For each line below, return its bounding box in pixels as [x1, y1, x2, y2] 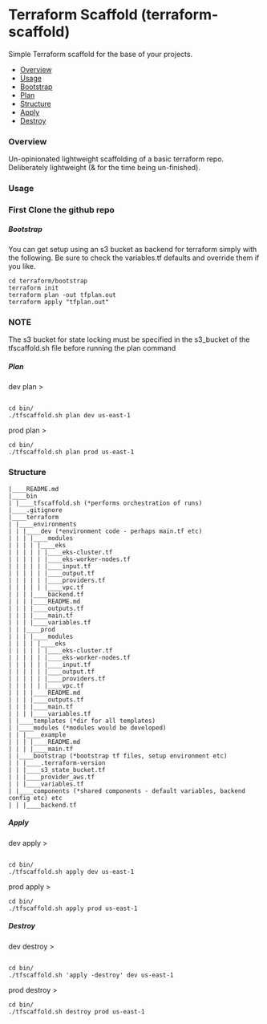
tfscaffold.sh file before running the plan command [8, 343, 176, 353]
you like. [8, 262, 36, 271]
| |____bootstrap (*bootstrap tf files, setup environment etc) [8, 752, 228, 760]
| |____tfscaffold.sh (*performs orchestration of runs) [8, 499, 203, 507]
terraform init [8, 284, 59, 292]
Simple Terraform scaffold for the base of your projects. [8, 49, 193, 59]
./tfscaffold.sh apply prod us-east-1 [8, 904, 138, 912]
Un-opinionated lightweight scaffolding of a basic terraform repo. [8, 154, 225, 164]
